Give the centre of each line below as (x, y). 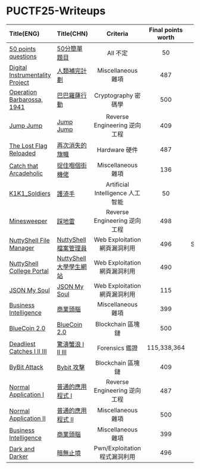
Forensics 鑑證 (118, 348)
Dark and (22, 449)
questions (23, 56)
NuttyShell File (29, 240)
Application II (27, 418)
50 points (23, 49)
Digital (18, 67)
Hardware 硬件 (117, 150)
